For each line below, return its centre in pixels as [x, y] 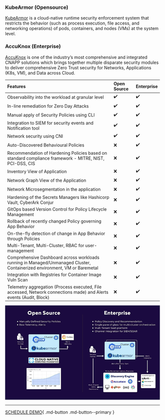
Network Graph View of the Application [47, 180]
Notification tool [23, 128]
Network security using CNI [35, 136]
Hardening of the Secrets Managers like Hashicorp [58, 197]
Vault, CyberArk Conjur [30, 202]
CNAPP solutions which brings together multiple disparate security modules [82, 62]
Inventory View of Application [37, 171]
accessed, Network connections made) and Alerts [58, 292]
